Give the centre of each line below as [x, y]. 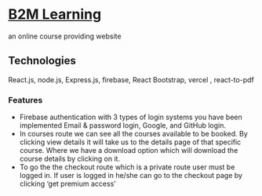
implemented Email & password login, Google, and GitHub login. [122, 125]
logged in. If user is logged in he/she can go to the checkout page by [131, 176]
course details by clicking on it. [69, 159]
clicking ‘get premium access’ [67, 184]
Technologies [42, 61]
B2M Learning [55, 15]
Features [25, 100]
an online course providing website [65, 36]
